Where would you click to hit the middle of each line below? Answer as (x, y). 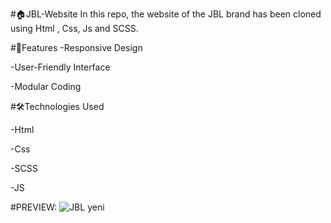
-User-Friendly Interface (60, 67)
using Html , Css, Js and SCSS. (74, 28)
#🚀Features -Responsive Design (76, 47)
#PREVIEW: (34, 207)
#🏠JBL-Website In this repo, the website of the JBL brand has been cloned (166, 14)
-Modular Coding (46, 86)
